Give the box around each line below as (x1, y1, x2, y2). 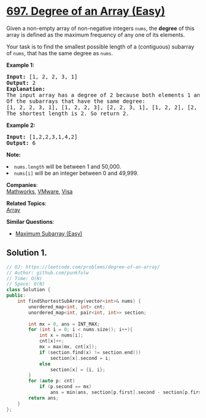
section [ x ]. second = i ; (50, 355, 112, 361)
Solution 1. (6, 248, 47, 258)
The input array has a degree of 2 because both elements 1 (6, 91, 191, 99)
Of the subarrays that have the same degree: (6, 97, 146, 105)
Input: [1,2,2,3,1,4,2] (6, 133, 78, 140)
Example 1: (6, 61, 35, 69)
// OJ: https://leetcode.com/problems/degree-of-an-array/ (6, 264, 161, 270)
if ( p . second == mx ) (39, 384, 92, 390)
